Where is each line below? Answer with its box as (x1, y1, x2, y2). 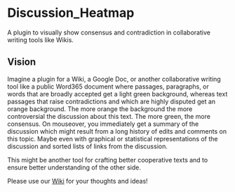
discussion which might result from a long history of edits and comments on (7, 127, 227, 135)
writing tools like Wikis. (7, 35, 74, 44)
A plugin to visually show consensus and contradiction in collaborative (7, 28, 210, 37)
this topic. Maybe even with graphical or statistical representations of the (7, 134, 218, 143)
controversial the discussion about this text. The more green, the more (7, 112, 210, 120)
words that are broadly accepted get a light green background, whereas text (7, 89, 228, 98)
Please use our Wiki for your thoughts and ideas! (7, 177, 149, 185)
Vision (7, 56, 36, 68)
